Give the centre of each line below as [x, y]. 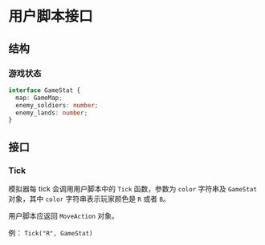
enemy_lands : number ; [52, 113]
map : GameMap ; [39, 98]
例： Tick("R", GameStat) [51, 232]
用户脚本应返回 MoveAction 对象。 [63, 215]
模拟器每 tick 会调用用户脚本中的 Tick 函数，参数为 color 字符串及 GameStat [132, 188]
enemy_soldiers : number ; [57, 105]
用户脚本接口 [51, 16]
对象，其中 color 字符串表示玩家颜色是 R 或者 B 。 [89, 199]
